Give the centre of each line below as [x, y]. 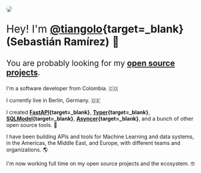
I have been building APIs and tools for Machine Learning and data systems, [100, 136]
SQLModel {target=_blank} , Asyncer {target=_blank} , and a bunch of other [100, 119]
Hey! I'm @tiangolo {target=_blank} [95, 29]
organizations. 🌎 [27, 150]
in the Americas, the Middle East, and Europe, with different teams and [94, 143]
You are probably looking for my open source [91, 63]
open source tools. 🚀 [32, 125]
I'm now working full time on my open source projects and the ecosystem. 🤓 [100, 163]
